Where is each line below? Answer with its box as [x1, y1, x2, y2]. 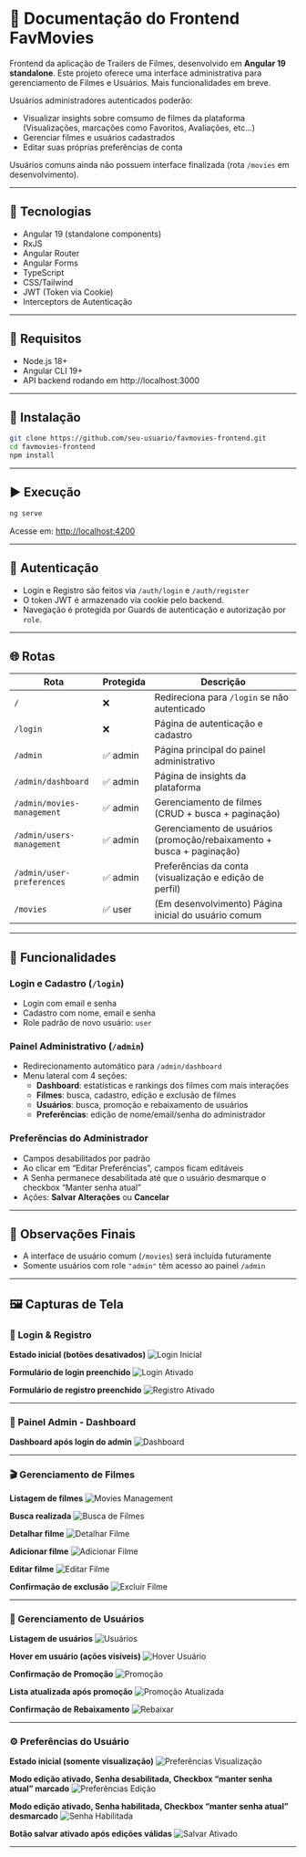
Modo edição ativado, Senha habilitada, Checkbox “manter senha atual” [9, 1801, 289, 1812]
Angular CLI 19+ [22, 365, 84, 376]
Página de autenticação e [154, 717, 264, 730]
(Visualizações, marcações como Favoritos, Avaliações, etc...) [22, 122, 256, 133]
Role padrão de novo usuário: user [22, 1017, 152, 1028]
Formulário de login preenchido [9, 1367, 131, 1378]
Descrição [199, 675, 246, 688]
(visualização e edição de [154, 871, 264, 884]
